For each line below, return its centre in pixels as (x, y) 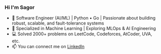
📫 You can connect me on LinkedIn (48, 47)
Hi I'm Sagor (20, 7)
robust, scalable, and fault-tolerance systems (58, 23)
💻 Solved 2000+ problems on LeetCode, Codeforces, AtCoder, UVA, (82, 34)
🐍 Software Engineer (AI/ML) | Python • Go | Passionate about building (84, 18)
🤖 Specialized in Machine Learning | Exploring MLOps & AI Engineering (84, 28)
